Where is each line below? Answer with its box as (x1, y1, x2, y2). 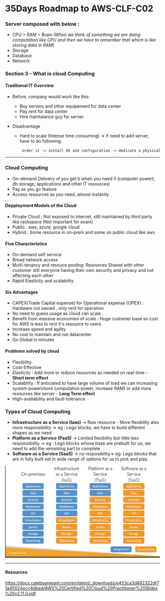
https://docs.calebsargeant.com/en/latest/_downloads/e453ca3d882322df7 (5, 580, 160, 586)
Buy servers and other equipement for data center (19, 103, 121, 109)
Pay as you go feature (12, 186, 57, 192)
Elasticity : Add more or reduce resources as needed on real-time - (12, 370, 148, 376)
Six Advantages (5, 289, 38, 295)
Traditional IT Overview (5, 82, 54, 88)
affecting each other (12, 272, 54, 279)
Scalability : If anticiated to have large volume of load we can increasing (12, 380, 158, 386)
